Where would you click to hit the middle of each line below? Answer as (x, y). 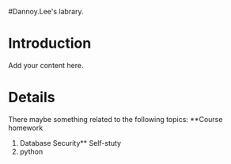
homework (26, 128)
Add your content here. (46, 65)
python (31, 151)
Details (32, 97)
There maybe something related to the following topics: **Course (116, 119)
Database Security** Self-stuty (70, 143)
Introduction (50, 44)
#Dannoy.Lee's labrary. (46, 11)
